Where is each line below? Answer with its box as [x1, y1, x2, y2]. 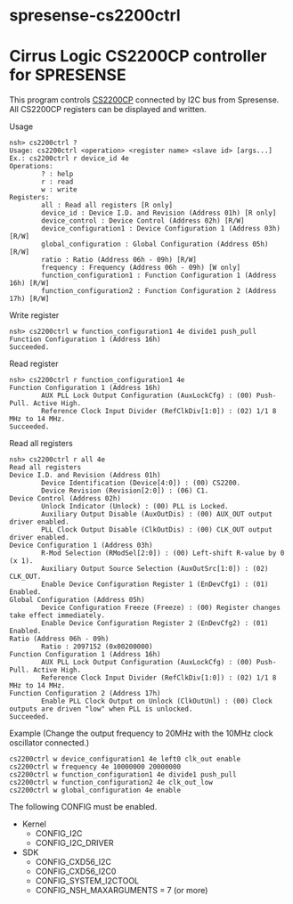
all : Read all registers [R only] [41, 201, 174, 210]
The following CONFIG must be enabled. [9, 802, 158, 812]
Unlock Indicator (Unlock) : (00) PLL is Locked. [41, 502, 229, 511]
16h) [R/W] [9, 279, 50, 288]
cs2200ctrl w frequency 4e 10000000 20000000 [9, 762, 181, 771]
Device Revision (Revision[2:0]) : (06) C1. [41, 486, 209, 495]
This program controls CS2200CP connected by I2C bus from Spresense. [9, 94, 280, 105]
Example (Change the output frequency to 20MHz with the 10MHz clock [9, 728, 273, 739]
